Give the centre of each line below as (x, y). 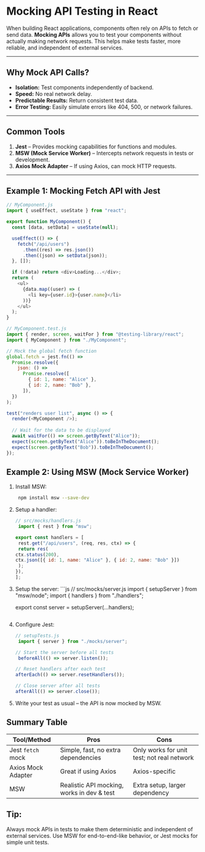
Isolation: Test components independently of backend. (84, 87)
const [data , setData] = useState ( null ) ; (65, 227)
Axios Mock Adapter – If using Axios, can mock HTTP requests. (96, 166)
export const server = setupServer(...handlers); (74, 607)
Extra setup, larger (160, 785)
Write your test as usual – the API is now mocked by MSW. (88, 703)
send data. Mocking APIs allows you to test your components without (94, 34)
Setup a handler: (36, 510)
